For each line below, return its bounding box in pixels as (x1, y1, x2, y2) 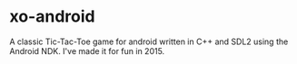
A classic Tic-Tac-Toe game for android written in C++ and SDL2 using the (9, 36, 289, 47)
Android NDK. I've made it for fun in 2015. (9, 45, 165, 56)
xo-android (9, 6, 95, 27)
